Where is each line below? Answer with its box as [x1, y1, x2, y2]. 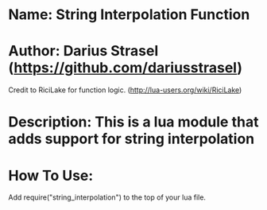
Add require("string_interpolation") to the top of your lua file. [8, 192, 207, 202]
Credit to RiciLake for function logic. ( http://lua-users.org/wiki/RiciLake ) [8, 85, 242, 95]
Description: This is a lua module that [8, 113, 259, 131]
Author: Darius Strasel [8, 42, 159, 60]
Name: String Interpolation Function [8, 6, 250, 24]
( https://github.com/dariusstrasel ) [8, 59, 243, 77]
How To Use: [8, 166, 94, 185]
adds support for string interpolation [8, 130, 255, 148]
